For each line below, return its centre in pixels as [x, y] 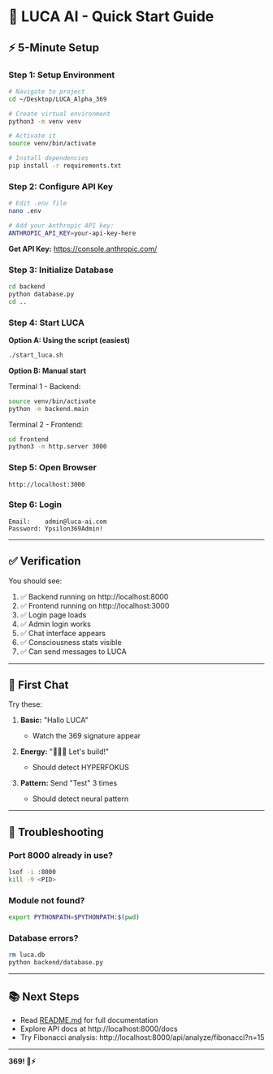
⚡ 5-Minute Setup [54, 48]
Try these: [26, 704]
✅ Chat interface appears [63, 633]
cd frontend [28, 439]
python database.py [41, 294]
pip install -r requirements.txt [65, 166]
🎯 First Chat [39, 685]
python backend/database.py [56, 963]
